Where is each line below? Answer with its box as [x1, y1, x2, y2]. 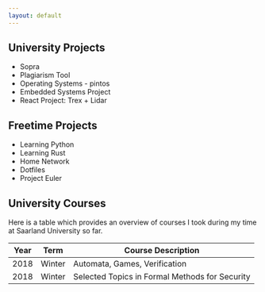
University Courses [8, 196, 106, 210]
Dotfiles [19, 165, 46, 175]
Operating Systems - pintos [19, 79, 110, 88]
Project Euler [19, 174, 62, 183]
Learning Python [19, 140, 75, 149]
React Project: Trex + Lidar [19, 96, 107, 106]
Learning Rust [19, 148, 66, 158]
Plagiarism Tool [19, 71, 71, 80]
